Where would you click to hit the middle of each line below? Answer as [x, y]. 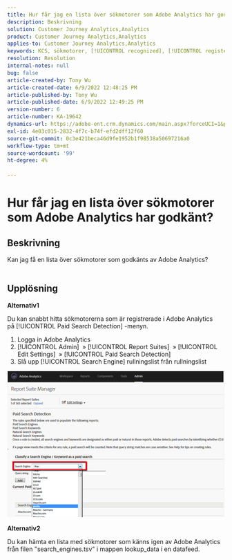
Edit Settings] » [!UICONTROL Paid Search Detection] [94, 354]
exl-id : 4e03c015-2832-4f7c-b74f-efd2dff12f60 [75, 131]
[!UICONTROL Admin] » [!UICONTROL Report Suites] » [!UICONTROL [117, 346]
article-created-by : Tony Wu [49, 80]
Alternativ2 [24, 528]
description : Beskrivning [44, 22]
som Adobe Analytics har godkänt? [110, 217]
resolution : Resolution [41, 59]
